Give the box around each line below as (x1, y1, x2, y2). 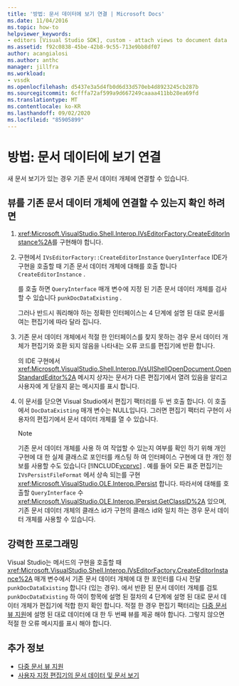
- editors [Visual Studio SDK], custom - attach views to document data (7, 37, 228, 44)
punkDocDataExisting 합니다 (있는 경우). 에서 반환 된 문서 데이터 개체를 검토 (7, 584, 218, 592)
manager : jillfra (7, 63, 59, 70)
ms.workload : (7, 70, 46, 77)
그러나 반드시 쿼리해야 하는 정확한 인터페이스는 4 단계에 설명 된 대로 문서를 (17, 309, 225, 317)
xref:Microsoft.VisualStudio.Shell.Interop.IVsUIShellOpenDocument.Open (17, 364, 231, 374)
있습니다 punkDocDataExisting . (33, 293, 122, 302)
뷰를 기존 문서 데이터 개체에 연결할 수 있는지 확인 (7, 196, 206, 209)
